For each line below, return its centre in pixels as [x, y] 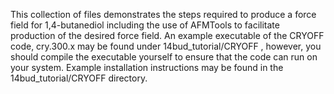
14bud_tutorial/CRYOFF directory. [79, 78]
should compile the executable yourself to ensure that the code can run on [164, 57]
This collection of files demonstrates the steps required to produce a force [163, 14]
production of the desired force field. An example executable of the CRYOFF [167, 35]
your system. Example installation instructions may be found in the [147, 67]
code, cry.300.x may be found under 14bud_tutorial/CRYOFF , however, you [166, 46]
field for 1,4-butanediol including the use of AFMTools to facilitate [145, 25]
